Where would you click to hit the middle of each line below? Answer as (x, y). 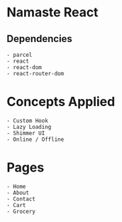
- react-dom (24, 68)
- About (18, 193)
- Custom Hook (28, 121)
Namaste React (52, 12)
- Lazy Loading (29, 127)
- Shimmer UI (26, 133)
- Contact (21, 199)
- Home (16, 186)
